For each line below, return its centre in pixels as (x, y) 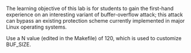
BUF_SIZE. (18, 44)
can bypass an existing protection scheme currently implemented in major (95, 21)
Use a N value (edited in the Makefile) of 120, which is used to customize (94, 38)
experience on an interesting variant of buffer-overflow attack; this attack (95, 15)
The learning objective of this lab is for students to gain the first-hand (90, 8)
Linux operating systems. (37, 27)
